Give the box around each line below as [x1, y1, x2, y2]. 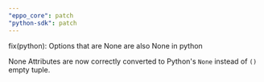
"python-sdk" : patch [8, 19, 78, 27]
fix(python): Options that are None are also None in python [8, 41, 203, 50]
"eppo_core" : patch [8, 11, 74, 20]
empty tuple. [8, 64, 51, 74]
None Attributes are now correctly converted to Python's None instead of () [8, 57, 258, 66]
